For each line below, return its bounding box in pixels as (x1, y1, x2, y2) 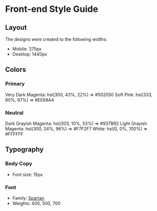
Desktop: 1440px (12, 51, 48, 57)
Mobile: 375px (12, 46, 42, 52)
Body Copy (5, 160, 33, 167)
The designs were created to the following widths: (5, 36, 107, 42)
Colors (5, 65, 26, 74)
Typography (5, 145, 44, 154)
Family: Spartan (12, 195, 45, 201)
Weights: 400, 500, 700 (12, 200, 61, 206)
